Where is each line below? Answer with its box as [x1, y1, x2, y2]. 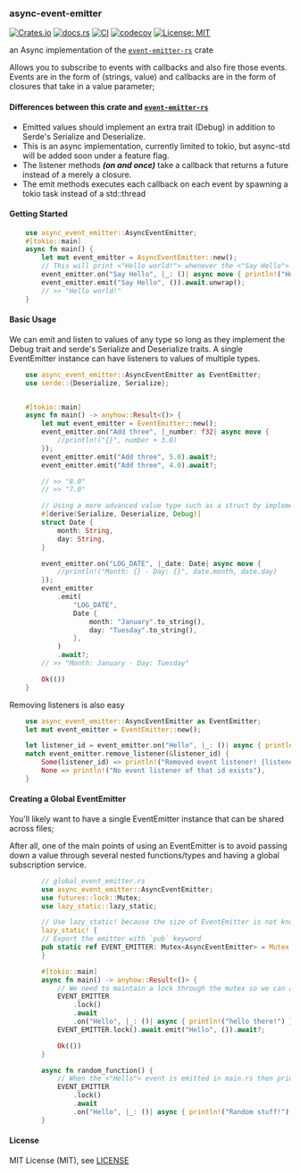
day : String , [56, 535, 105, 544]
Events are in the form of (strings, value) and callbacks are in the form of [9, 72, 277, 82]
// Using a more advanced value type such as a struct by [41, 502, 262, 511]
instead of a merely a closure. [21, 169, 132, 180]
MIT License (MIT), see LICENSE [9, 1154, 129, 1165]
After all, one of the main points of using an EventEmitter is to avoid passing [9, 840, 287, 851]
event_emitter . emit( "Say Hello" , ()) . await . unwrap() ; [41, 278, 246, 287]
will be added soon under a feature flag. [21, 150, 170, 161]
